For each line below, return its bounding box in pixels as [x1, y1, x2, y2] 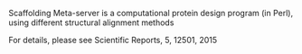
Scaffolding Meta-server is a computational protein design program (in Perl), [8, 8, 294, 18]
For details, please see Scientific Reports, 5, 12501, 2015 [8, 35, 218, 45]
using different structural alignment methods [8, 17, 175, 28]
